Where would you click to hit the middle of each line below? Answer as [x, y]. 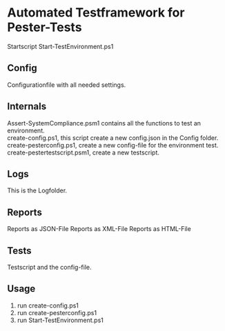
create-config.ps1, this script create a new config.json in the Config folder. [113, 138]
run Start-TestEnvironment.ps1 [60, 320]
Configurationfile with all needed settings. [67, 85]
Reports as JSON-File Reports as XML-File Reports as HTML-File [99, 229]
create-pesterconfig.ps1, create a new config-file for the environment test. [113, 145]
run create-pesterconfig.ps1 [57, 312]
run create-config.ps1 [48, 305]
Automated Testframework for [96, 13]
